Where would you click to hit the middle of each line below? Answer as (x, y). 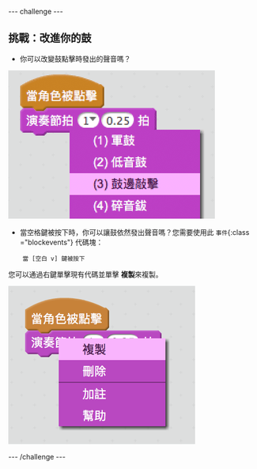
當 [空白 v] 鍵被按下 (54, 259)
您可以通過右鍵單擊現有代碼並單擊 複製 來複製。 (85, 274)
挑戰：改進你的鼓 (50, 38)
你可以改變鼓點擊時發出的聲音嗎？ (75, 59)
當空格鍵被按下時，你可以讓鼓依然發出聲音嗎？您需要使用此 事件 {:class (134, 232)
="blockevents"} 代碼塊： (61, 242)
